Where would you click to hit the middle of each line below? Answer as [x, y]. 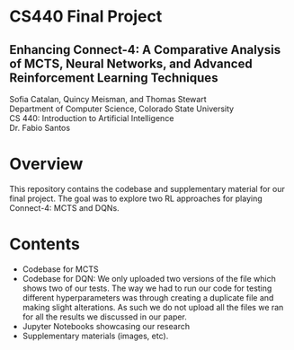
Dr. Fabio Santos [40, 128]
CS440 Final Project [86, 17]
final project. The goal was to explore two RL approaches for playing [136, 198]
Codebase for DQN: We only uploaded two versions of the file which [149, 278]
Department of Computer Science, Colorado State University [122, 109]
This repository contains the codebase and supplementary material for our [147, 188]
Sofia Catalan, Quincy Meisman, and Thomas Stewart [108, 99]
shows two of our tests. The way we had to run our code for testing [147, 288]
